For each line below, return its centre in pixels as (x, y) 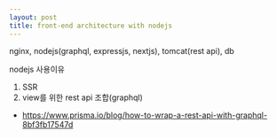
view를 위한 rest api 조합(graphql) (83, 97)
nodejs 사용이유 (37, 69)
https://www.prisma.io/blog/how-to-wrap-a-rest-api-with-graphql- (145, 115)
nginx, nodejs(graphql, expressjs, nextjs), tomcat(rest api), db (122, 50)
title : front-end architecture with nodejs (91, 26)
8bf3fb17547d (47, 124)
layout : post (33, 17)
